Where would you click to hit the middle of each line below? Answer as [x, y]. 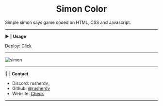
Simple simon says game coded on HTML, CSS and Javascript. [68, 22]
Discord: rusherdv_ [31, 83]
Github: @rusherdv [31, 88]
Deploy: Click [18, 46]
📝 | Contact [17, 73]
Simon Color [81, 9]
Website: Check [28, 93]
